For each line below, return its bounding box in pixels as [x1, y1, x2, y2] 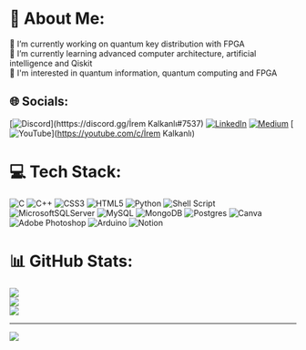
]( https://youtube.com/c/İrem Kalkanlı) [51, 128, 196, 139]
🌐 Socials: [9, 94, 69, 109]
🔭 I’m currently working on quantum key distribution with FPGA [9, 38, 245, 49]
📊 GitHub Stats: [9, 251, 134, 272]
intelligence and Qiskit [9, 57, 93, 68]
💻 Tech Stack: [9, 161, 122, 181]
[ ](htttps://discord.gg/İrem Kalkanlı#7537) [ [9, 118, 294, 129]
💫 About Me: [9, 8, 106, 29]
